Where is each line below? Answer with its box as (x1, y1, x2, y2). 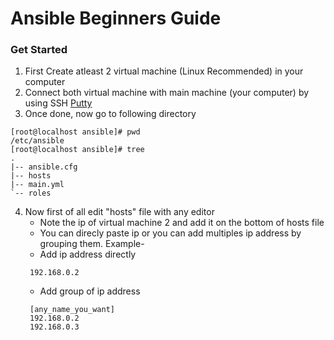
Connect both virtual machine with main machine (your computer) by (24, 87, 310, 99)
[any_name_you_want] (29, 305, 115, 315)
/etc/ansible (10, 136, 65, 146)
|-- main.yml (10, 180, 65, 190)
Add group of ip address (39, 285, 141, 297)
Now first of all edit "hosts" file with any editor (24, 206, 215, 218)
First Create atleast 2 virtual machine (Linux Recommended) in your (24, 65, 304, 77)
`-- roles (10, 188, 52, 199)
